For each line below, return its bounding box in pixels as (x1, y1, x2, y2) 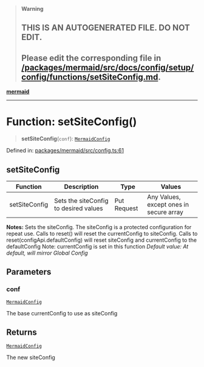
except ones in (147, 200, 189, 208)
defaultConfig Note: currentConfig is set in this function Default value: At (6, 242, 189, 250)
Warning (21, 5, 44, 12)
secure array (147, 208, 183, 216)
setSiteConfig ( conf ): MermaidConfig (21, 135, 110, 142)
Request (114, 204, 138, 212)
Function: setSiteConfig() (6, 115, 137, 129)
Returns (6, 328, 38, 338)
